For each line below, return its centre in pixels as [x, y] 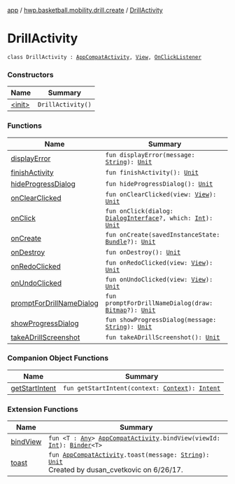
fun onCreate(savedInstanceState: [163, 235]
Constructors [30, 74]
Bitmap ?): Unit [130, 310]
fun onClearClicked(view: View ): [161, 194]
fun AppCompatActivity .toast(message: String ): [129, 455]
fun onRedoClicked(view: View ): [159, 263]
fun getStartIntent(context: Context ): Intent [142, 388]
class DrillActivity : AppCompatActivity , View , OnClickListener [104, 57]
